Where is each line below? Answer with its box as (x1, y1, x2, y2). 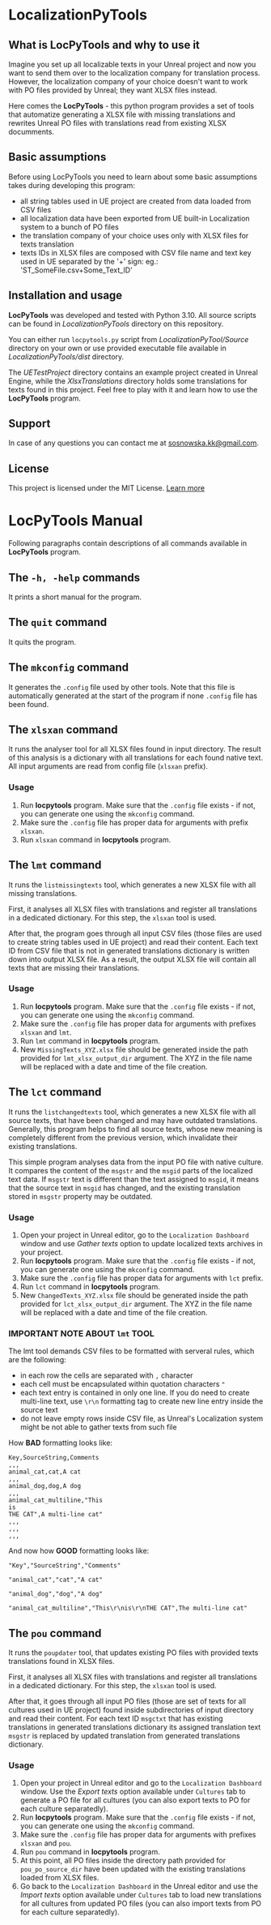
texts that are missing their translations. (8, 962, 140, 972)
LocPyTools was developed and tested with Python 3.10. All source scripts (8, 310, 256, 319)
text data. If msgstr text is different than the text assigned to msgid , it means (8, 1174, 260, 1184)
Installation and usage (8, 289, 123, 302)
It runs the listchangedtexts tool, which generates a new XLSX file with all (8, 1107, 256, 1117)
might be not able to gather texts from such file (19, 1422, 177, 1432)
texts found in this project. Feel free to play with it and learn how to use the (8, 384, 258, 394)
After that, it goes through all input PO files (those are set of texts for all (8, 1696, 247, 1706)
